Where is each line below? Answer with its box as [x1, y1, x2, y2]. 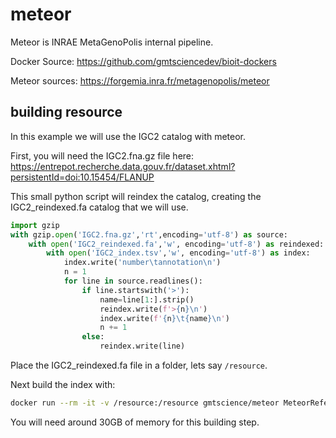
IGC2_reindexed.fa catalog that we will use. [10, 201, 189, 213]
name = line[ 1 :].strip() [99, 294, 195, 305]
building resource [10, 104, 123, 121]
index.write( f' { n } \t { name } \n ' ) [99, 313, 230, 323]
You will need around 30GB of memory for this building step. [10, 416, 260, 428]
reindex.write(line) [99, 341, 186, 352]
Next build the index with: [10, 379, 116, 390]
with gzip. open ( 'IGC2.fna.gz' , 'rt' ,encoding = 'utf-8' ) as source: [10, 229, 288, 240]
